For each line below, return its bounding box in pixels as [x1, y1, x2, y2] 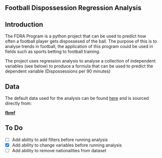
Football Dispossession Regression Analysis [5, 4, 142, 12]
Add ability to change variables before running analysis [12, 142, 122, 148]
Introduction [5, 20, 44, 29]
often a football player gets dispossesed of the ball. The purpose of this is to [5, 38, 157, 44]
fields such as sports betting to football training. [5, 48, 101, 55]
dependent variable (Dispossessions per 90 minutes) [5, 68, 111, 74]
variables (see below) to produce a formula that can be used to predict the [5, 63, 153, 69]
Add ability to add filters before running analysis [12, 137, 108, 142]
